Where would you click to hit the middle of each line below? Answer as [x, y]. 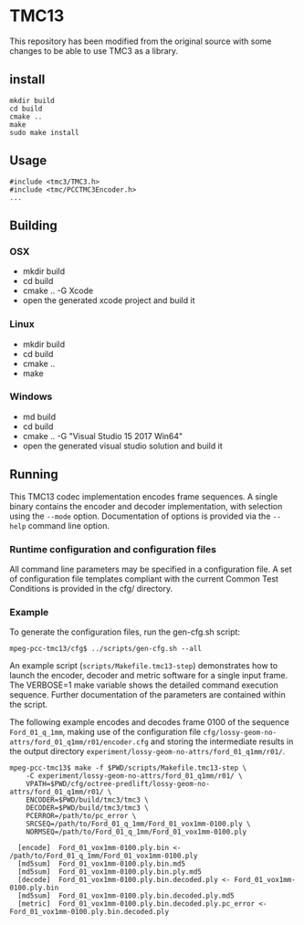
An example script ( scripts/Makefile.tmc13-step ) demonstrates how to [144, 666]
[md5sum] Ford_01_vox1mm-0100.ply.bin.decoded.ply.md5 [126, 896]
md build [39, 416]
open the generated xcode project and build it [109, 300]
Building [33, 225]
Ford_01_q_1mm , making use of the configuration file [105, 732]
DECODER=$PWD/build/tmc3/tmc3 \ [87, 808]
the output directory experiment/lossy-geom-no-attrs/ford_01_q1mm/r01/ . [147, 752]
